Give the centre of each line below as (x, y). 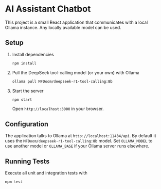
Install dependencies (33, 54)
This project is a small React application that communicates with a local (77, 22)
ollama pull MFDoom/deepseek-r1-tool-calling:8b (62, 81)
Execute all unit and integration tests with (46, 173)
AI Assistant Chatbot (48, 9)
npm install (24, 63)
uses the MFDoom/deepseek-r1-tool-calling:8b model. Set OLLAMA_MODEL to (79, 141)
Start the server (28, 91)
